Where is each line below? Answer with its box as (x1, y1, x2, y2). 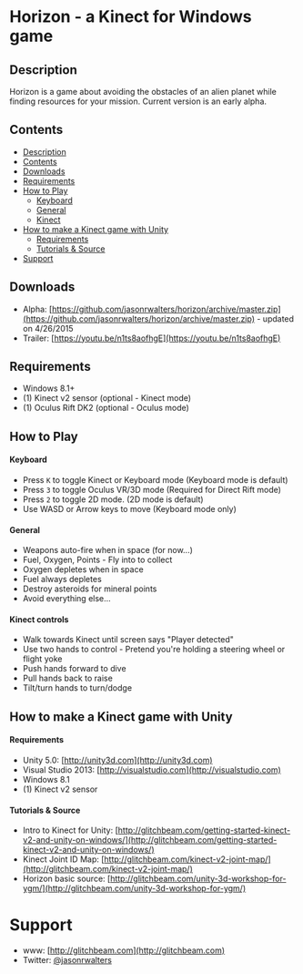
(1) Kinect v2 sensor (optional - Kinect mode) (22, 393, 192, 404)
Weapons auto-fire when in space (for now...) (22, 545, 194, 556)
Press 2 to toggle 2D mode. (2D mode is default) (22, 494, 204, 505)
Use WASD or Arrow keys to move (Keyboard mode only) (22, 504, 237, 515)
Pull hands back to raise (22, 672, 114, 684)
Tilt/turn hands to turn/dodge (22, 682, 133, 693)
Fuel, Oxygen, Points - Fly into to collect (22, 554, 173, 566)
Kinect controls (9, 613, 69, 625)
